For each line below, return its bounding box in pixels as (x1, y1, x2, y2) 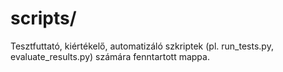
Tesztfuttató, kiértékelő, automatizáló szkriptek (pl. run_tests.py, (10, 40, 274, 52)
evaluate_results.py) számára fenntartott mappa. (10, 50, 210, 62)
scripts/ (10, 7, 77, 30)
